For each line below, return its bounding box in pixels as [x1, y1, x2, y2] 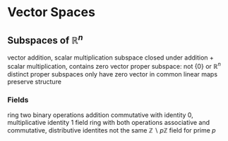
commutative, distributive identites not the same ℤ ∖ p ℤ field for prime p [7, 126, 217, 134]
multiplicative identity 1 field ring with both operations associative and [7, 118, 210, 126]
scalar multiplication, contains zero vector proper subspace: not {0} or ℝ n [7, 61, 221, 70]
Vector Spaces [7, 4, 95, 20]
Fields [7, 95, 29, 105]
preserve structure [7, 77, 62, 86]
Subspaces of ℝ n [7, 32, 83, 46]
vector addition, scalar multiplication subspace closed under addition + [7, 53, 214, 62]
